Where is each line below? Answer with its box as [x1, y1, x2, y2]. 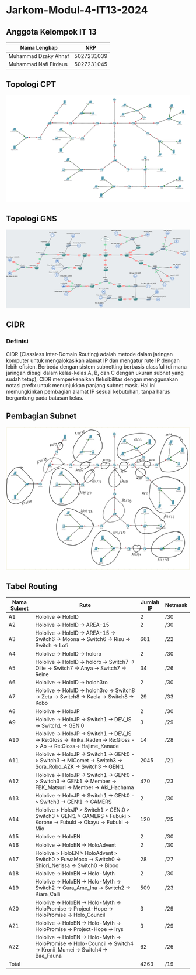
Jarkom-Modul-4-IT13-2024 [6, 4, 148, 17]
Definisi [6, 337, 29, 346]
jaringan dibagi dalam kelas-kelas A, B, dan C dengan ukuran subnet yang [6, 369, 184, 376]
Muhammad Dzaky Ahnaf [8, 52, 70, 59]
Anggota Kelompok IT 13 [6, 27, 97, 37]
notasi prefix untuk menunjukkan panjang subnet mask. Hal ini [6, 381, 156, 388]
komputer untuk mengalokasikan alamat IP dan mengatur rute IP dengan [6, 357, 180, 364]
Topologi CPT [6, 79, 57, 89]
